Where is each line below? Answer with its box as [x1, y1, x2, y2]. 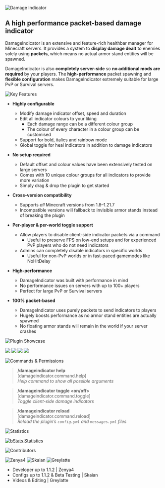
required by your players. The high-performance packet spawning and [5, 71, 152, 77]
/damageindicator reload [17, 408, 70, 414]
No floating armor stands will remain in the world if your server [19, 323, 148, 329]
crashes [19, 328, 36, 334]
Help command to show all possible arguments [17, 378, 114, 384]
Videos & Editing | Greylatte [12, 477, 68, 483]
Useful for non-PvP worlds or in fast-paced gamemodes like [27, 253, 150, 259]
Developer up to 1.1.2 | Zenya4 [12, 467, 74, 473]
